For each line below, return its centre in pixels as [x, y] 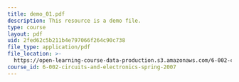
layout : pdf [25, 34]
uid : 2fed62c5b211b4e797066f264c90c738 [67, 41]
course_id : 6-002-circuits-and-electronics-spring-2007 [92, 67]
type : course [27, 27]
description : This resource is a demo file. [74, 21]
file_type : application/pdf [49, 47]
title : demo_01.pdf [36, 14]
